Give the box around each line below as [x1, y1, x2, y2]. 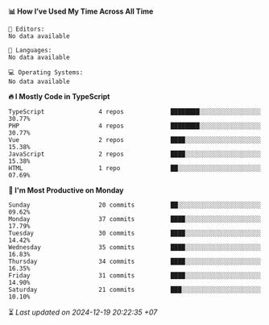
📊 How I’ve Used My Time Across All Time [8, 6, 154, 16]
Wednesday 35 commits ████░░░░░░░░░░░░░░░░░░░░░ [8, 244, 262, 252]
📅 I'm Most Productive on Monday [8, 185, 124, 195]
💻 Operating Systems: [8, 69, 84, 77]
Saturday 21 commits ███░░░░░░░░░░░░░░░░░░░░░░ [8, 285, 262, 294]
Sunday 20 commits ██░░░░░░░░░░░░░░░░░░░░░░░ [8, 201, 262, 209]
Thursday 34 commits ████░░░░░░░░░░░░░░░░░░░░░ [8, 257, 262, 265]
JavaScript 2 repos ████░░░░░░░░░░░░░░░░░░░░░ [8, 150, 262, 158]
